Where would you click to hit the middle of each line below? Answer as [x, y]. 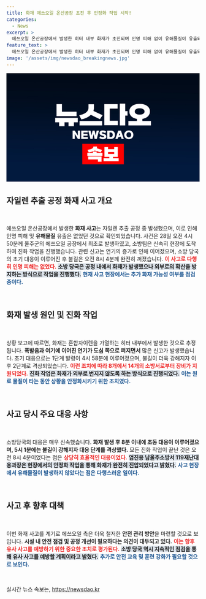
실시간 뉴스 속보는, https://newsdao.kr [53, 589]
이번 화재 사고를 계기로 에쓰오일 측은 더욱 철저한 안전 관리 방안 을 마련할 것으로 [99, 533]
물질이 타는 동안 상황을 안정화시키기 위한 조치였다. [72, 381]
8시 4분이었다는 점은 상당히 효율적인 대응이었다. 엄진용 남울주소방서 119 [98, 457]
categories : [21, 19]
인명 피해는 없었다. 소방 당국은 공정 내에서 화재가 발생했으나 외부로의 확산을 [101, 267]
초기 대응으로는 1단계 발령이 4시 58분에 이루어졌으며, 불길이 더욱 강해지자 [102, 358]
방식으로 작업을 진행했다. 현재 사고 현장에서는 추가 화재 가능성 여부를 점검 [109, 274]
